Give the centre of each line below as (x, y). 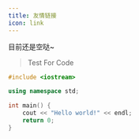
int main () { (30, 106)
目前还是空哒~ (32, 46)
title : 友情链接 (32, 15)
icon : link (26, 23)
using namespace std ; (44, 91)
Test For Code (51, 62)
